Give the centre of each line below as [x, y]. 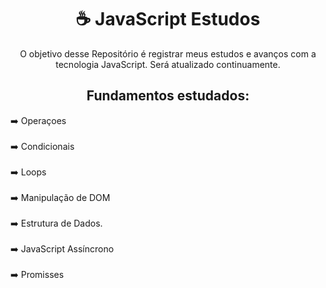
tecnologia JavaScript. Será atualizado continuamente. [168, 64]
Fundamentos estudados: [168, 96]
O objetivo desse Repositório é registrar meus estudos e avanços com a [168, 53]
